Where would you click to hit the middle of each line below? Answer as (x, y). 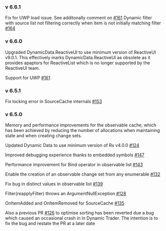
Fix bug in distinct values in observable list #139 (54, 184)
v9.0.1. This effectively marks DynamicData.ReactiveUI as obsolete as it (78, 57)
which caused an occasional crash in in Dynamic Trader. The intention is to (82, 218)
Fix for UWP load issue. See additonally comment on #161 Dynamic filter (79, 18)
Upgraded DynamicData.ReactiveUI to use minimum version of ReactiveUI (81, 52)
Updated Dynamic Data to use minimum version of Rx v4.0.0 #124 (72, 145)
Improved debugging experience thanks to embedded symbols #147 (75, 155)
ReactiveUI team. (23, 68)
